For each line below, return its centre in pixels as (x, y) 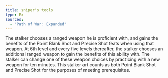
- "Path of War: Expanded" (38, 24)
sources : (14, 19)
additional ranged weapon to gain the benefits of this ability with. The (78, 54)
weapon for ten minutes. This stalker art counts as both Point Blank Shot (80, 65)
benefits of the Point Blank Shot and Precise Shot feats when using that (80, 44)
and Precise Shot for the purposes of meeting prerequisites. (68, 70)
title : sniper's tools (29, 10)
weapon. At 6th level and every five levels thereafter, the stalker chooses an (84, 49)
